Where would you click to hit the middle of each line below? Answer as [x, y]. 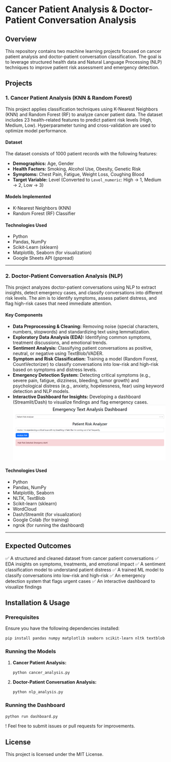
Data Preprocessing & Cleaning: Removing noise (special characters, [86, 326]
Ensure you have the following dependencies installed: [62, 628]
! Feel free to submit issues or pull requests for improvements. [70, 726]
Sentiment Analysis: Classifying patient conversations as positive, [82, 348]
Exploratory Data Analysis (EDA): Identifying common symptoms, [82, 337]
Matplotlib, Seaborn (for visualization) [52, 252]
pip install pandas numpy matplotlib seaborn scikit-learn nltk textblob [85, 638]
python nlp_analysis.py [38, 692]
